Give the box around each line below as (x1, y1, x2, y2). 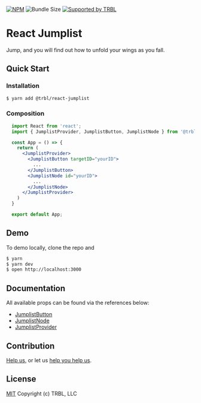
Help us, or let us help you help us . (6, 356, 92, 363)
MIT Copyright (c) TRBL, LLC (6, 390, 77, 397)
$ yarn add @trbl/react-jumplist (6, 95, 90, 101)
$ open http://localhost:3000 (6, 266, 82, 272)
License (6, 374, 36, 384)
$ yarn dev (6, 261, 33, 267)
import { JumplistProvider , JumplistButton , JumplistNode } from (11, 129, 178, 135)
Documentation (6, 283, 66, 293)
